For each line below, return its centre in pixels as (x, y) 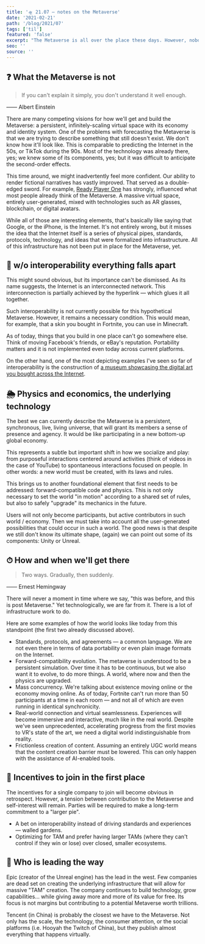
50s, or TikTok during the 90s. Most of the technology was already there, (98, 151)
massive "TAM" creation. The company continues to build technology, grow (101, 890)
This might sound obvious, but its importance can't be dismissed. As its (96, 280)
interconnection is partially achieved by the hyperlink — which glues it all (98, 293)
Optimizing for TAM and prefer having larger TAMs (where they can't (101, 837)
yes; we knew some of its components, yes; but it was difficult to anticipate (101, 158)
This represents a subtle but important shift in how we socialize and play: (98, 452)
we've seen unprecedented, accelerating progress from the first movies (106, 726)
